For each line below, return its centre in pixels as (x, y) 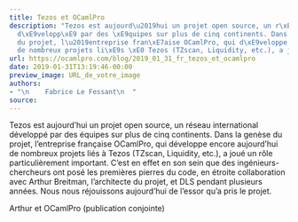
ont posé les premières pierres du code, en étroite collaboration (169, 172)
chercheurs (30, 172)
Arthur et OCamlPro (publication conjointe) (87, 209)
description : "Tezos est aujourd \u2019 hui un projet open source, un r (144, 26)
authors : (25, 83)
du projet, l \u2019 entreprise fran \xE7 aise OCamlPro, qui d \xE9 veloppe (153, 42)
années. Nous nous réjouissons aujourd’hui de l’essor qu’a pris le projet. (141, 191)
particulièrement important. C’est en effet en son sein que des (122, 163)
